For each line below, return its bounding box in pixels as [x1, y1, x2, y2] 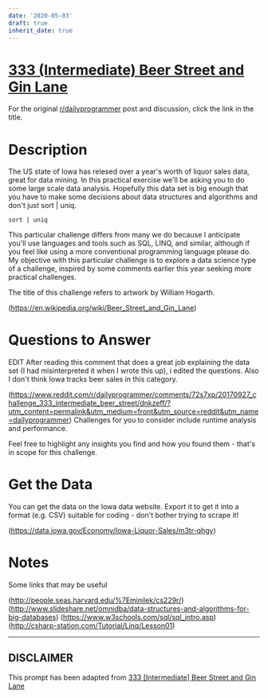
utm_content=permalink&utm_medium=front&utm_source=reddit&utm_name [8, 407, 259, 417]
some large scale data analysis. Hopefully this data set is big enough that [8, 184, 249, 194]
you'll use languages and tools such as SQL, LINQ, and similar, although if [8, 238, 250, 248]
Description [8, 140, 88, 159]
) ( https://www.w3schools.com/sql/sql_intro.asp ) [55, 613, 217, 622]
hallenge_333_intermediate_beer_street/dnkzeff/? [8, 398, 171, 408]
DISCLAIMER [8, 651, 73, 665]
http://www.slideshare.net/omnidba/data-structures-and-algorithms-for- [10, 604, 250, 614]
